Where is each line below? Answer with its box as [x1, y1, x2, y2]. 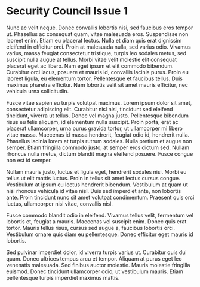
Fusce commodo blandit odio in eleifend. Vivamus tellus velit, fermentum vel [6, 212, 194, 219]
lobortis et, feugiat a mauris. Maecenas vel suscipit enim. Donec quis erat [6, 217, 187, 225]
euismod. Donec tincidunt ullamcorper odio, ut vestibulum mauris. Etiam [6, 268, 183, 275]
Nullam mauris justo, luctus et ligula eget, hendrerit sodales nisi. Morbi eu [6, 168, 187, 175]
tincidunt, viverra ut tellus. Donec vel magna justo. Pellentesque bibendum [6, 112, 189, 119]
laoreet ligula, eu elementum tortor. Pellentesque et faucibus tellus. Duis [6, 75, 183, 82]
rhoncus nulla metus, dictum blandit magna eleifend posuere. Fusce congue [6, 150, 193, 157]
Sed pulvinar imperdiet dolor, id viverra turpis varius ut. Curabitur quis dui [6, 249, 187, 256]
